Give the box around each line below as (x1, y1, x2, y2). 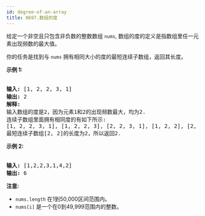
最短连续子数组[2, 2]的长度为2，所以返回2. (6, 130, 121, 136)
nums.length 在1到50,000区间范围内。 (15, 195, 111, 203)
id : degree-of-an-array (6, 9, 67, 15)
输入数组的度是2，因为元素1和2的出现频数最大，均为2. (6, 108, 146, 115)
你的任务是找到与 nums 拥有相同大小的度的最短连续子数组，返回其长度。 (6, 53, 187, 60)
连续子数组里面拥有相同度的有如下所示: (6, 116, 106, 123)
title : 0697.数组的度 (6, 15, 58, 21)
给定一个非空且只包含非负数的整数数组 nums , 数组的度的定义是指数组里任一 (6, 32, 194, 40)
